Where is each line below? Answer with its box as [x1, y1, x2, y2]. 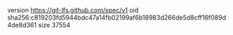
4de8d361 [7, 21, 37, 29]
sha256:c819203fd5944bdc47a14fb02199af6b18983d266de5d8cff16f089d [7, 13, 227, 22]
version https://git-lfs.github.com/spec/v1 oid [7, 6, 139, 14]
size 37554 [37, 21, 71, 29]
